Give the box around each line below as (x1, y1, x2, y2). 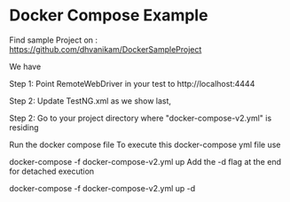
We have (9, 61, 42, 72)
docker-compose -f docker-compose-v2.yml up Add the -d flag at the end (9, 156, 282, 167)
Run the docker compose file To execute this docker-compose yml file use (9, 139, 281, 150)
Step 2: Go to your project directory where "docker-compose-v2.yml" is (9, 113, 272, 123)
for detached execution (9, 166, 95, 176)
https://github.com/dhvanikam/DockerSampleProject (9, 43, 202, 54)
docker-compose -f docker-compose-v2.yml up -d (9, 183, 196, 193)
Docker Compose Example (9, 5, 208, 26)
